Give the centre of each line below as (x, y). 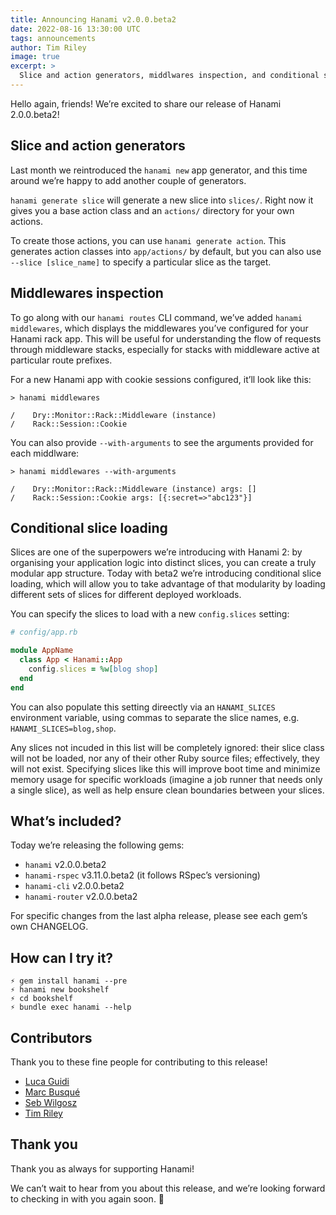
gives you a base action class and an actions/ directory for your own (152, 210)
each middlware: (45, 453)
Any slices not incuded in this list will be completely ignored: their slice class (167, 747)
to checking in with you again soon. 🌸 (87, 1198)
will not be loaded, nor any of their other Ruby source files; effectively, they (165, 758)
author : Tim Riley (48, 47)
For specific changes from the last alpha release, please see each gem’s (159, 916)
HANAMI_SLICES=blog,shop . (63, 728)
